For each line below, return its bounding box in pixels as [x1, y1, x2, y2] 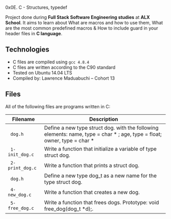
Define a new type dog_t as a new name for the [44, 172, 157, 179]
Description [89, 115, 119, 123]
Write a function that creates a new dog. [44, 188, 140, 196]
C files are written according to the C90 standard [12, 64, 116, 70]
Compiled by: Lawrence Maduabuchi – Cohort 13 [12, 75, 115, 81]
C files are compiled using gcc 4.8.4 [12, 59, 90, 65]
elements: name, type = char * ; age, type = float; [44, 130, 162, 137]
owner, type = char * [44, 137, 94, 144]
